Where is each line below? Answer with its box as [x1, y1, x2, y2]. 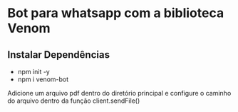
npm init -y [17, 68, 50, 76]
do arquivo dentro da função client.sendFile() [7, 96, 140, 105]
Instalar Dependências [7, 49, 110, 61]
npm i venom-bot [17, 75, 69, 83]
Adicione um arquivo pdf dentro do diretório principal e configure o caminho [7, 89, 232, 97]
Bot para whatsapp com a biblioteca [7, 5, 224, 21]
